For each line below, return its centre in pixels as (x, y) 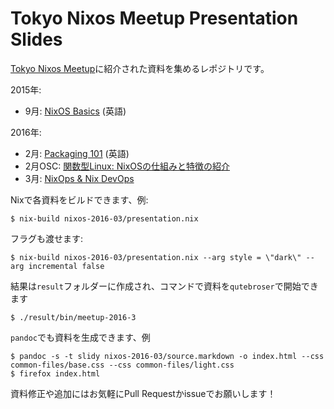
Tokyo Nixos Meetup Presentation (154, 18)
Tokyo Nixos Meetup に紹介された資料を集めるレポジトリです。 (140, 68)
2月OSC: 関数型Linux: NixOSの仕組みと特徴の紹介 (127, 166)
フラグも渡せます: (47, 238)
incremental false (66, 266)
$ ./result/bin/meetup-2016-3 (73, 317)
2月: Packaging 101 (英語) (77, 153)
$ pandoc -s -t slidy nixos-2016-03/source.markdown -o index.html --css (167, 356)
